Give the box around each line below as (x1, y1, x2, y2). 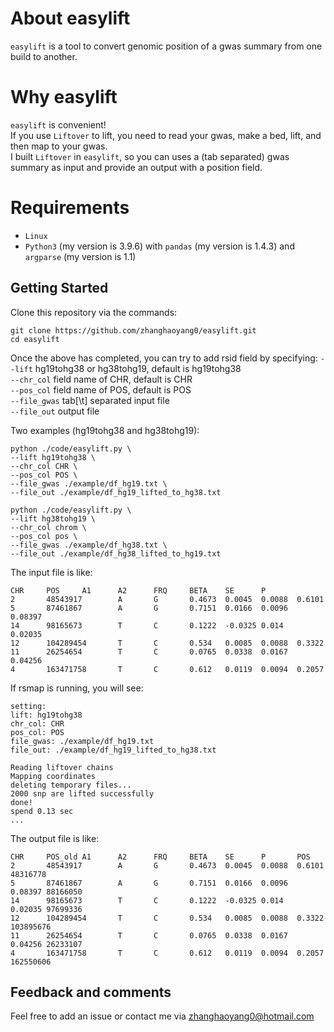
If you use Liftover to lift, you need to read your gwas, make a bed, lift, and (10, 129, 322, 141)
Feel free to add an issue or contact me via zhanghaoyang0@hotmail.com (10, 1010, 315, 1022)
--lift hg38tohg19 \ (10, 513, 97, 524)
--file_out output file (10, 405, 100, 417)
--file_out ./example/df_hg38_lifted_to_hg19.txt (10, 548, 222, 559)
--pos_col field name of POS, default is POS (10, 383, 192, 396)
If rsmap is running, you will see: (10, 682, 144, 694)
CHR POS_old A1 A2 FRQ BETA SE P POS (10, 852, 311, 862)
